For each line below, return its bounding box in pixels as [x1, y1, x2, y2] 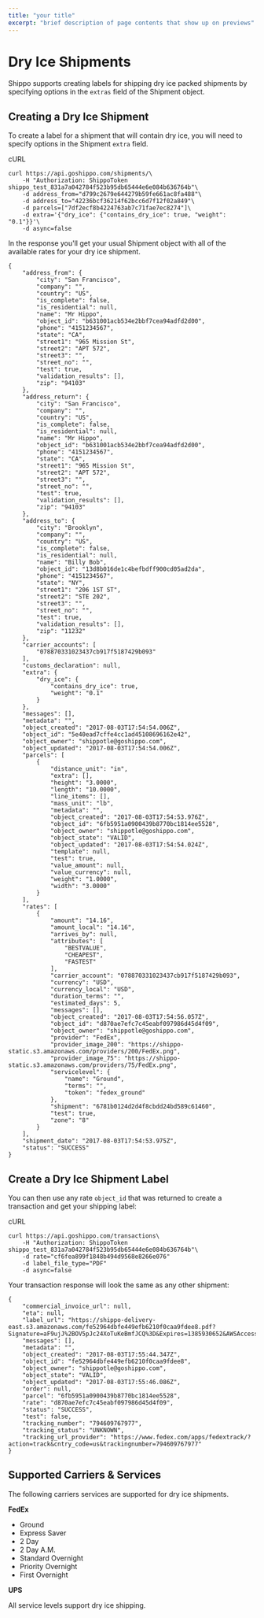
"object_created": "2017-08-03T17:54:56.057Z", [49, 1013, 210, 1021]
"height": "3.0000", [49, 779, 118, 787]
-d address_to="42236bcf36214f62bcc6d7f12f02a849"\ [22, 198, 195, 205]
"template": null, [49, 848, 111, 856]
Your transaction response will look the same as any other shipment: [8, 1280, 229, 1290]
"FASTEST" [64, 958, 97, 966]
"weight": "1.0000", [49, 876, 118, 883]
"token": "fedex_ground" [64, 1089, 146, 1097]
